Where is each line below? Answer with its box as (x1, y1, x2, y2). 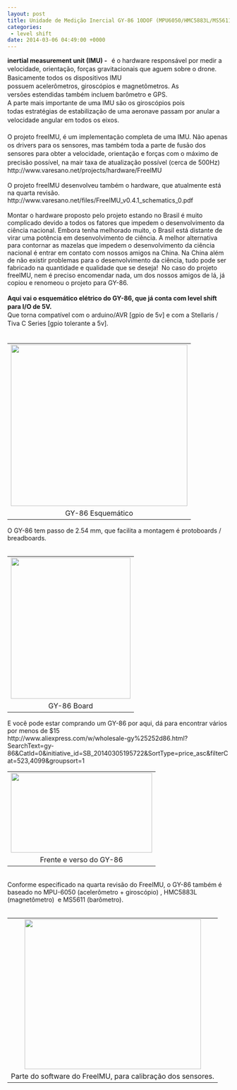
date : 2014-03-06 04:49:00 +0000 (7, 37, 106, 44)
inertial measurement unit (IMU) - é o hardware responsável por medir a (7, 56, 222, 65)
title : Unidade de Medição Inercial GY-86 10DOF (7, 17, 153, 24)
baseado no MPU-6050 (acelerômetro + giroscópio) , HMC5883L (7, 888, 197, 896)
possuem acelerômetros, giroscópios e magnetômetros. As (7, 82, 179, 90)
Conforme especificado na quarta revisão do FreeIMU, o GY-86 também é (7, 880, 222, 889)
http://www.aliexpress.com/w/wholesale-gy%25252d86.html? (7, 734, 188, 742)
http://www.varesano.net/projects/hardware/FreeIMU (7, 166, 162, 174)
